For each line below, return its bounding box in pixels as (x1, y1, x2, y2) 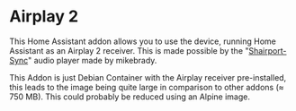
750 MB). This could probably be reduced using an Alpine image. (9, 91, 250, 102)
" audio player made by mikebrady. (27, 55, 157, 65)
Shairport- (248, 45, 287, 55)
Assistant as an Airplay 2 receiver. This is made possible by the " (9, 45, 249, 55)
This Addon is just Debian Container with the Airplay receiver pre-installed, (9, 72, 287, 82)
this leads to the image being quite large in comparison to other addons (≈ (9, 81, 285, 92)
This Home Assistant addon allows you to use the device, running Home (9, 36, 276, 47)
